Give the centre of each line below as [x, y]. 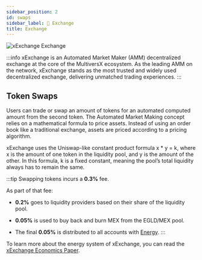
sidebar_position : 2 [32, 12]
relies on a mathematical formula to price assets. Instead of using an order [99, 123]
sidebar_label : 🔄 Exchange [40, 23]
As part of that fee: [30, 190]
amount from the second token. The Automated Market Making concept [96, 117]
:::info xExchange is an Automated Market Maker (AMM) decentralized [93, 57]
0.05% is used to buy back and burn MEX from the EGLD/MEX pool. [100, 221]
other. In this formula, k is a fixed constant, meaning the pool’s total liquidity [100, 161]
